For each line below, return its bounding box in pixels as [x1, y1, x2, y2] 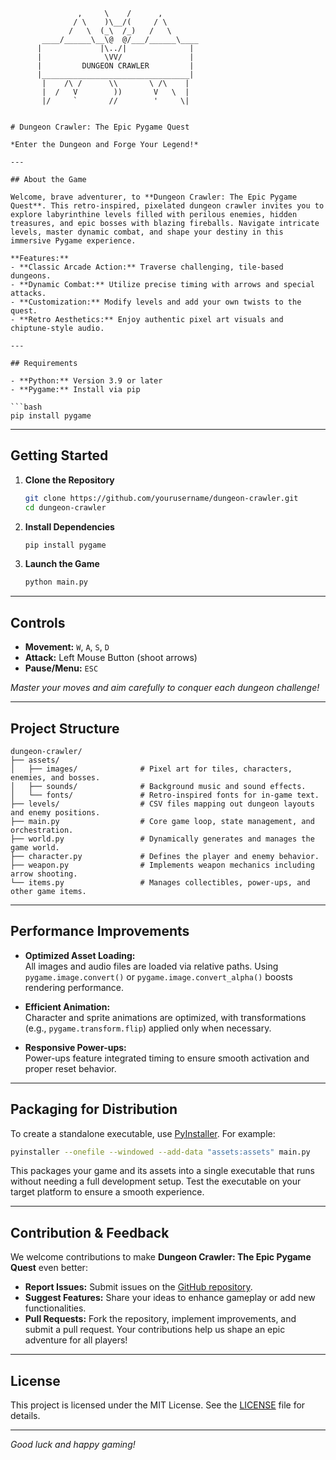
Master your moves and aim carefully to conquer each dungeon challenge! [10, 682, 320, 694]
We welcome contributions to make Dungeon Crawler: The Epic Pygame [10, 1251, 312, 1263]
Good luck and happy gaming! [10, 1439, 136, 1451]
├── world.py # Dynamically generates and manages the [10, 834, 315, 844]
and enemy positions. [10, 807, 101, 818]
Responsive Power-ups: [24, 1041, 127, 1053]
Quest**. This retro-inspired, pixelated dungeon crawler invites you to [10, 201, 325, 211]
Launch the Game [24, 558, 100, 570]
